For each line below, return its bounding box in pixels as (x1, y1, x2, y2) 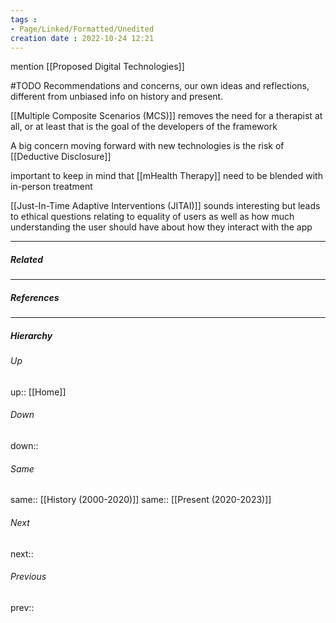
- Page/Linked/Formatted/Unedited (10, 24, 155, 34)
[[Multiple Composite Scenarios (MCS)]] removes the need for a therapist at (10, 110, 323, 122)
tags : (10, 14, 38, 25)
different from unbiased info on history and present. (10, 91, 224, 103)
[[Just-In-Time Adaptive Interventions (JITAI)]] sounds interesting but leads (10, 200, 321, 212)
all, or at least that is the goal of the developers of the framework (10, 121, 278, 133)
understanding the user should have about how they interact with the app (10, 221, 313, 233)
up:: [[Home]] (10, 386, 67, 398)
